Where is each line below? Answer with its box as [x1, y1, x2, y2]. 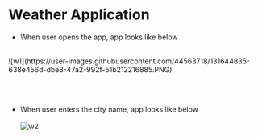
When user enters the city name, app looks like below [19, 104, 199, 114]
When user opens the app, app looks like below [19, 32, 179, 42]
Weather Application [8, 6, 151, 24]
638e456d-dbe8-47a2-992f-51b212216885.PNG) [8, 64, 173, 74]
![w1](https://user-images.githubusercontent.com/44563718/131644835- [8, 56, 251, 66]
